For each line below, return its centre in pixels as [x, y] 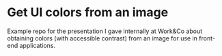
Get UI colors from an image [88, 12]
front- [207, 38]
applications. [38, 45]
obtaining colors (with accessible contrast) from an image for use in [102, 38]
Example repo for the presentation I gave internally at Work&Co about [105, 31]
